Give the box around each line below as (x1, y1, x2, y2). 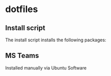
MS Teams (5, 51, 39, 60)
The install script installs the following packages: (5, 37, 106, 43)
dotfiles (5, 4, 38, 15)
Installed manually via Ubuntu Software (5, 64, 87, 71)
